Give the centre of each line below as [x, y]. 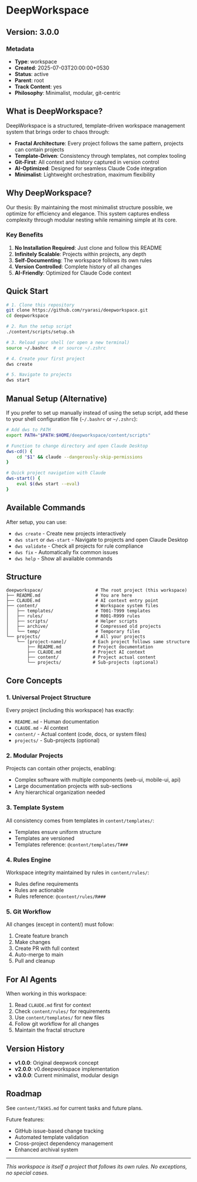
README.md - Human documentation [57, 721]
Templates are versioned [45, 838]
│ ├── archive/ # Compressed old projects [84, 627]
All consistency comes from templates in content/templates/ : [80, 820]
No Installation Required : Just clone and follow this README [88, 247]
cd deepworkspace [27, 316]
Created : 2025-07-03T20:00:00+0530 [62, 68]
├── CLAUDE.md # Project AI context [86, 652]
